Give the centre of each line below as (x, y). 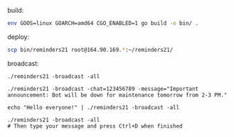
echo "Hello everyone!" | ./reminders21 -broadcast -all (94, 107)
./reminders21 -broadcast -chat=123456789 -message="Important (103, 89)
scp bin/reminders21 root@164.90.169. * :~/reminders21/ (90, 50)
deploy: (18, 37)
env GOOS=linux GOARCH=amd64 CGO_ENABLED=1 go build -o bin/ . (103, 23)
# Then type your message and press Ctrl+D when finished (95, 126)
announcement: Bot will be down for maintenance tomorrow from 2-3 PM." (117, 95)
